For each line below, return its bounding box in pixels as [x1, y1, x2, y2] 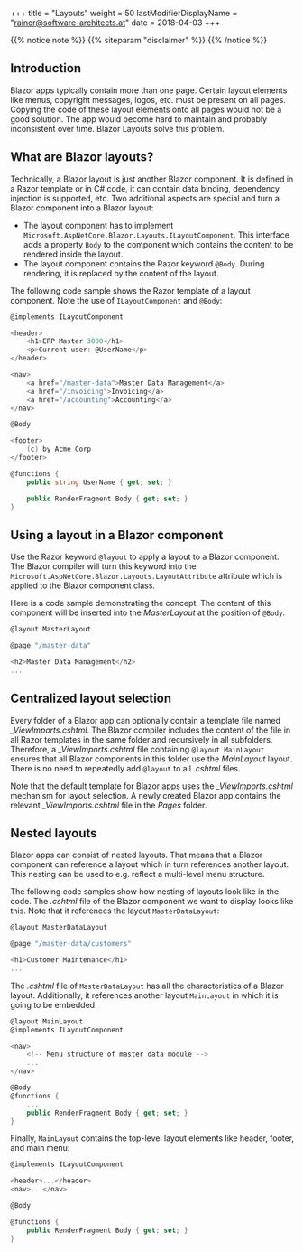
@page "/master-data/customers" [10, 939, 132, 948]
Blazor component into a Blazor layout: [10, 202, 154, 213]
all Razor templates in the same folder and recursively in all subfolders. [10, 733, 273, 744]
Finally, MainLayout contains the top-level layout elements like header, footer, [10, 1133, 295, 1144]
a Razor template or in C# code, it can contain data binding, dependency [10, 182, 280, 193]
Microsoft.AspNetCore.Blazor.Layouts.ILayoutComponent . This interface [23, 229, 289, 240]
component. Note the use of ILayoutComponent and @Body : [10, 294, 223, 305]
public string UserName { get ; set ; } [26, 478, 172, 487]
